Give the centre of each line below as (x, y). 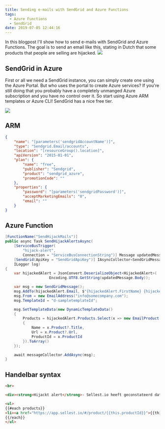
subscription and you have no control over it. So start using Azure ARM (77, 96)
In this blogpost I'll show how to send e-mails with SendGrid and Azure (77, 42)
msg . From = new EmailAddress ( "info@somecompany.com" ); (71, 296)
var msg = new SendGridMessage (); (49, 287)
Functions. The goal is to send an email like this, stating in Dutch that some (81, 47)
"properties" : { (31, 187)
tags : (11, 14)
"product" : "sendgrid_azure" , (54, 173)
